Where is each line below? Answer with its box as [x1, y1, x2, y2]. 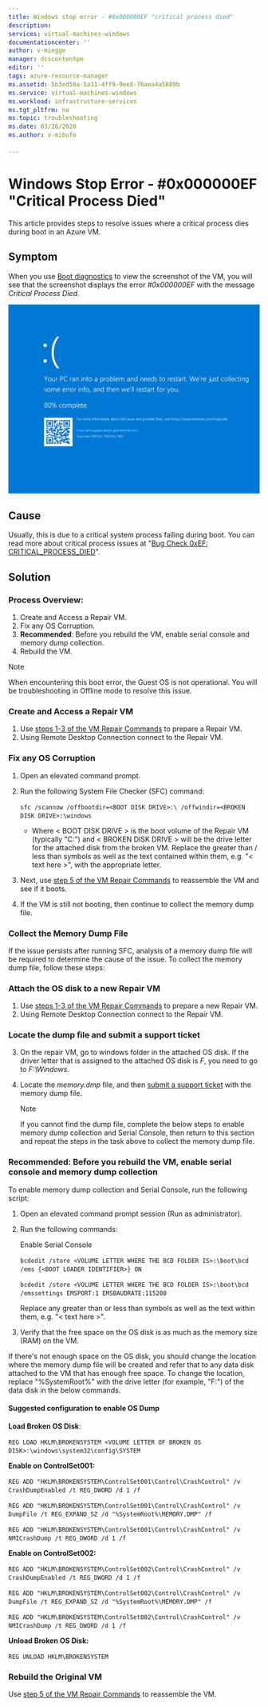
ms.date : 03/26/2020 [8, 122, 77, 131]
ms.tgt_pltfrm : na [8, 106, 69, 114]
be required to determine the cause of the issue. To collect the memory [8, 954, 242, 964]
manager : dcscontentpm [8, 55, 84, 63]
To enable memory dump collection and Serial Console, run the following [8, 1185, 248, 1194]
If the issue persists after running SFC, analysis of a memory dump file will [8, 945, 253, 955]
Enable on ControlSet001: [8, 1461, 95, 1470]
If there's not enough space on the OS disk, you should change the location [8, 1351, 257, 1361]
